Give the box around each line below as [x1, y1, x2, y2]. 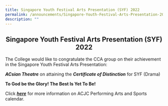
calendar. [5, 96, 24, 102]
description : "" [5, 16, 39, 21]
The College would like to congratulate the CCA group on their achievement [5, 56, 161, 62]
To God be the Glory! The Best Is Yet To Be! [5, 81, 96, 87]
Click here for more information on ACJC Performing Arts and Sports [5, 90, 147, 96]
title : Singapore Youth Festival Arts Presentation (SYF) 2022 [5, 7, 140, 12]
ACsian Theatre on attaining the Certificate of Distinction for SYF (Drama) [5, 71, 160, 77]
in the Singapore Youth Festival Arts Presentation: [5, 61, 107, 67]
